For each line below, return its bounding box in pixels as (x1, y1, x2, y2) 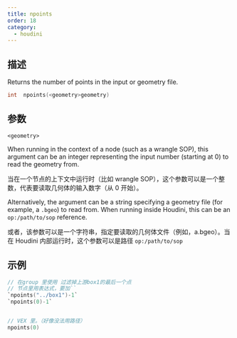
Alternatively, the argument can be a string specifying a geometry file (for (7, 197, 223, 206)
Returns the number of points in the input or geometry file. (7, 78, 179, 86)
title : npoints (7, 10, 53, 18)
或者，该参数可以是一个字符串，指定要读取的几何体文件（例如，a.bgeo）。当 (7, 227, 231, 236)
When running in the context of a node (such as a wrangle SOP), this (7, 144, 209, 153)
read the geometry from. (7, 159, 80, 168)
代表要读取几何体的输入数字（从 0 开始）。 (19, 183, 143, 192)
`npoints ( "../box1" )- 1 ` (7, 292, 78, 299)
